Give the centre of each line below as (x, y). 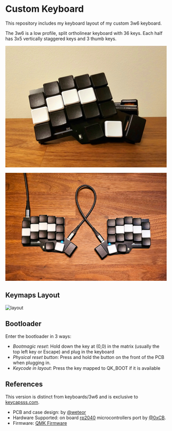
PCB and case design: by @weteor (49, 412)
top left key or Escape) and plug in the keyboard (63, 352)
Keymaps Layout (33, 295)
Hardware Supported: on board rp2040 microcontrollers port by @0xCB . (89, 418)
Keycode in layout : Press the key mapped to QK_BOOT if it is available (87, 368)
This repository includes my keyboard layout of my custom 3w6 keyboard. (84, 23)
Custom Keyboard (45, 9)
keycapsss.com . (23, 402)
